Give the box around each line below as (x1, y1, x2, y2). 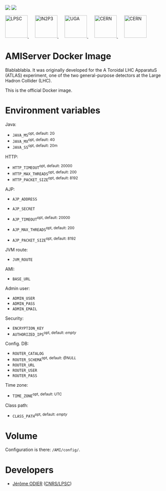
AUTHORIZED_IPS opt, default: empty (12, 330, 77, 337)
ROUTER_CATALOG (12, 351, 44, 356)
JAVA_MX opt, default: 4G (12, 137, 55, 144)
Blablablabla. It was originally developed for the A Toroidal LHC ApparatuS (5, 67, 158, 73)
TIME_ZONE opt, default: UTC (12, 392, 62, 399)
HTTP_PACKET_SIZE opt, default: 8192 (12, 176, 79, 182)
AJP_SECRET (12, 206, 35, 212)
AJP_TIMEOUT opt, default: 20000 (12, 215, 71, 222)
